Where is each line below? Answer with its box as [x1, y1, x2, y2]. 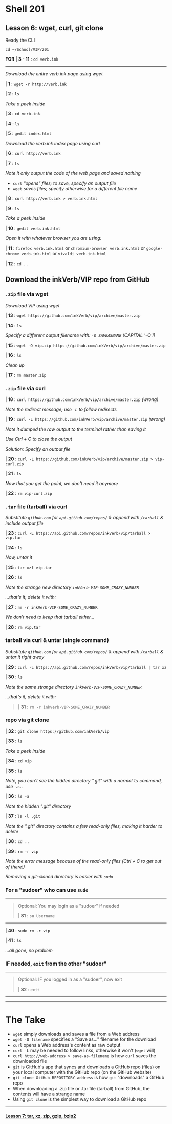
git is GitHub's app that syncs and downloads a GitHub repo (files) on [12, 1063, 161, 1070]
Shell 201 [5, 3, 45, 15]
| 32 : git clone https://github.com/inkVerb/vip [5, 728, 110, 734]
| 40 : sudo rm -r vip [5, 928, 50, 934]
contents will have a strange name [12, 1091, 85, 1097]
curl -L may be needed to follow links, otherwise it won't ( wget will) [12, 1047, 156, 1054]
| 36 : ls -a [5, 793, 30, 799]
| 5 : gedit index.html [5, 130, 52, 136]
